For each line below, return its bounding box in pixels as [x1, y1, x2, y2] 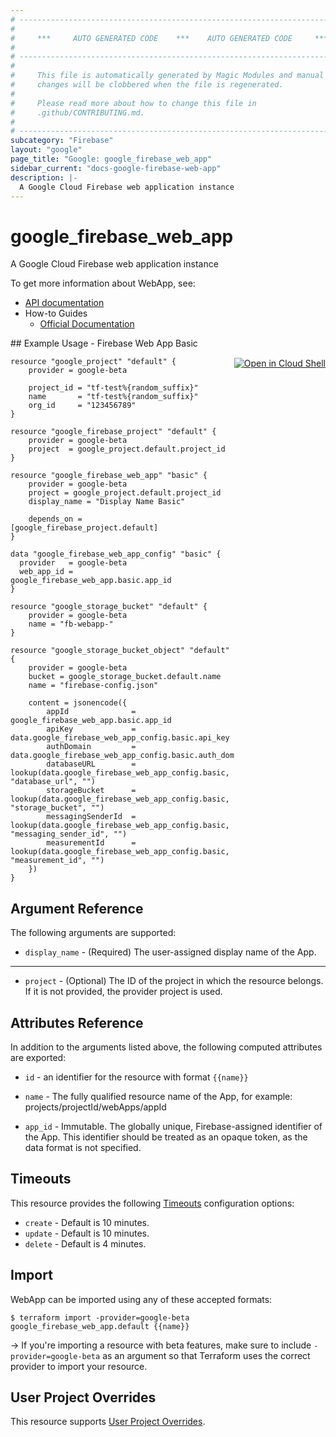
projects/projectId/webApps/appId [24, 1101, 167, 1113]
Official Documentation [39, 318, 135, 330]
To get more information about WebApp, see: [10, 277, 196, 290]
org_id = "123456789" [28, 401, 137, 411]
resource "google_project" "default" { [10, 357, 177, 367]
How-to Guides [24, 307, 88, 320]
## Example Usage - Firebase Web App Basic [10, 337, 198, 350]
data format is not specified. [24, 1141, 142, 1153]
